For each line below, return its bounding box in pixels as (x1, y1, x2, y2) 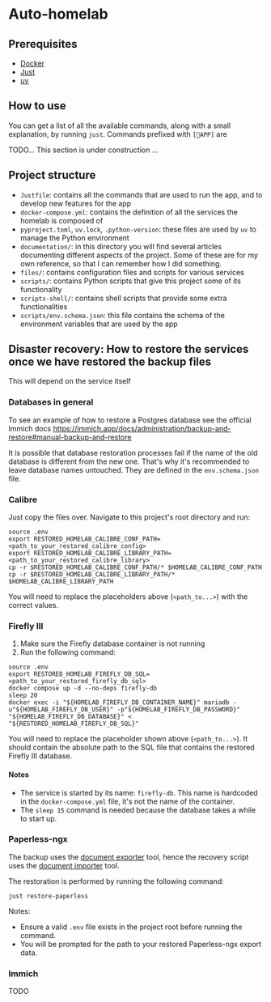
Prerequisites (8, 37, 78, 51)
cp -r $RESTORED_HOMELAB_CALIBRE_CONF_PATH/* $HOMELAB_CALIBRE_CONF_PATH (8, 563, 263, 571)
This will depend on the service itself (8, 376, 131, 386)
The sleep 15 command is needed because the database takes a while (19, 805, 256, 814)
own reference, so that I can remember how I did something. (19, 258, 222, 268)
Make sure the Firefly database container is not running (19, 639, 205, 648)
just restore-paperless (8, 892, 89, 900)
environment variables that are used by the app (19, 319, 178, 329)
